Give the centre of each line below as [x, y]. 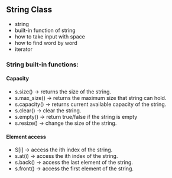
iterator [24, 49]
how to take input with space [50, 36]
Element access [26, 137]
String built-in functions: [42, 64]
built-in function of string [45, 30]
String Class [29, 10]
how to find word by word [46, 43]
